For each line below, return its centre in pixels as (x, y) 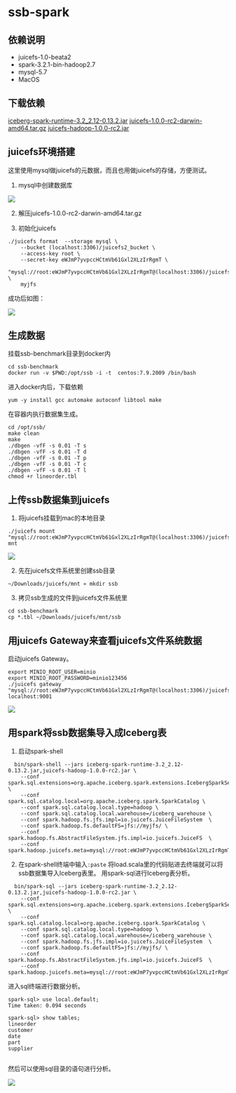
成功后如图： (26, 298)
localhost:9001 (30, 697)
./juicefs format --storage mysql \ (63, 241)
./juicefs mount (32, 531)
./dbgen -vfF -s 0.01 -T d (47, 452)
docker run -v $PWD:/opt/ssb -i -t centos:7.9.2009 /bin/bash (102, 373)
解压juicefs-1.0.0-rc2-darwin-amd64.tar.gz (80, 213)
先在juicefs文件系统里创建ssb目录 (67, 571)
